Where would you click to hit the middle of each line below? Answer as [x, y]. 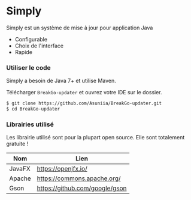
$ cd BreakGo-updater [33, 109]
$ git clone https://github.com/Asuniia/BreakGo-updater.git [84, 103]
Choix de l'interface [39, 46]
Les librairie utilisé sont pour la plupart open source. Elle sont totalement [95, 138]
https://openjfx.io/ [62, 169]
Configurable [31, 39]
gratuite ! [17, 144]
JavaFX [20, 169]
